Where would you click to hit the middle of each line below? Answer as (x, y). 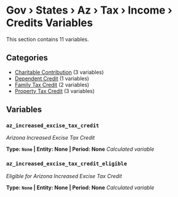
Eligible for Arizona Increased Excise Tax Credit (64, 176)
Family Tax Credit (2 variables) (52, 85)
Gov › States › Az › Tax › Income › (89, 10)
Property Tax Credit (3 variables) (55, 91)
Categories (27, 58)
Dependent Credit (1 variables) (52, 78)
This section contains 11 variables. (48, 39)
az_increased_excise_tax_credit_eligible (67, 164)
